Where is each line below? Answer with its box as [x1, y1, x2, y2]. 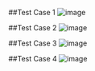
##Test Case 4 [8, 54, 58, 63]
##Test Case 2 [8, 23, 57, 32]
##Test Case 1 [8, 8, 56, 17]
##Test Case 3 [8, 38, 57, 48]
